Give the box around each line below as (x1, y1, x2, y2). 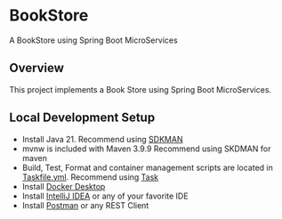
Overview (9, 61, 65, 76)
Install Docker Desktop (21, 181, 106, 191)
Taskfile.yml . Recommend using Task (21, 171, 159, 182)
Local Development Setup (9, 110, 156, 126)
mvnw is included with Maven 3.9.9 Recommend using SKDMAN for (21, 143, 271, 154)
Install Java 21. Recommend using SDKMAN (21, 134, 183, 144)
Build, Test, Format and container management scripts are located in (21, 162, 273, 173)
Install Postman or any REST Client (21, 199, 149, 210)
